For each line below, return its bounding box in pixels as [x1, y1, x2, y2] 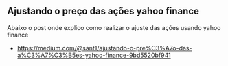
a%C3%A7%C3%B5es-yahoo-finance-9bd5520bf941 [16, 51, 171, 59]
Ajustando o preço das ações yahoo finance [7, 5, 199, 17]
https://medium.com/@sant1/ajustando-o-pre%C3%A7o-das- [16, 44, 192, 52]
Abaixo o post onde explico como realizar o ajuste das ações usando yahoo [7, 23, 221, 31]
